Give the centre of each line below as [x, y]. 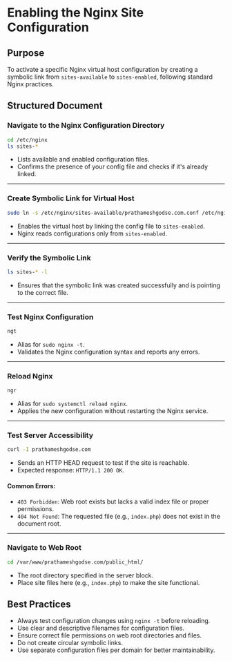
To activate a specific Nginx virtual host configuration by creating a [103, 69]
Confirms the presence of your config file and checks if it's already [113, 166]
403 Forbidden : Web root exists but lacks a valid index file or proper [113, 501]
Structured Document [55, 106]
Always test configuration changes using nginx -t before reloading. [114, 621]
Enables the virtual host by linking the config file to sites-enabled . [111, 226]
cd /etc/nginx [28, 140]
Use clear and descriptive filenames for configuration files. [100, 628]
